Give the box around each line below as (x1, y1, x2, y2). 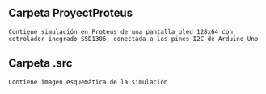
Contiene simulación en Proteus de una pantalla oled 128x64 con (8, 27, 233, 35)
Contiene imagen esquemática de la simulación (8, 78, 168, 86)
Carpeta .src (8, 56, 73, 71)
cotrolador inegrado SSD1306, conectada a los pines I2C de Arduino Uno (8, 35, 259, 43)
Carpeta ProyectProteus (8, 6, 133, 20)
